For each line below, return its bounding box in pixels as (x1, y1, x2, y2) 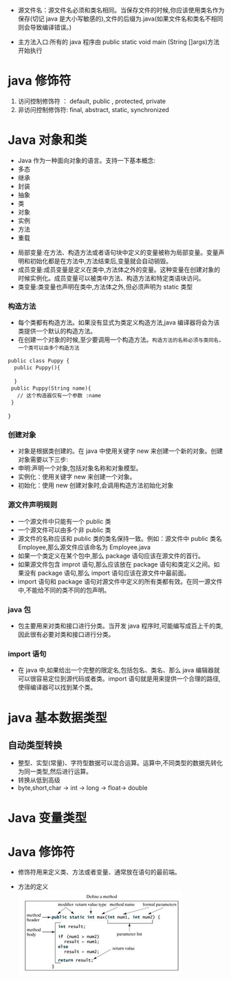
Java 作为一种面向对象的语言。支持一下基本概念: (17, 156, 156, 164)
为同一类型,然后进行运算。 (17, 767, 92, 775)
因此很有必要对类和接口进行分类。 (17, 630, 115, 639)
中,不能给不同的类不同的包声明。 (17, 586, 111, 594)
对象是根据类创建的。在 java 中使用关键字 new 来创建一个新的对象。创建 (17, 447, 223, 455)
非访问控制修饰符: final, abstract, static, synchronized (17, 105, 169, 113)
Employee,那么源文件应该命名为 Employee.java (17, 542, 151, 551)
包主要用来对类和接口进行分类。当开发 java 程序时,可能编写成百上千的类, (17, 621, 223, 630)
